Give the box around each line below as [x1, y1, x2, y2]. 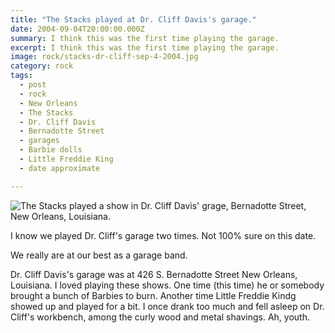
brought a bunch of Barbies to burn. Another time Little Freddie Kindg [10, 289, 297, 301]
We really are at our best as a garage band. [10, 249, 188, 261]
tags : [10, 71, 33, 81]
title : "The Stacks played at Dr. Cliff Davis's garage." [10, 14, 257, 25]
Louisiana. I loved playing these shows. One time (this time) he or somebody [10, 279, 325, 291]
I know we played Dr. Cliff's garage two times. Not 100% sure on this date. [10, 229, 317, 241]
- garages [19, 136, 60, 146]
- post [19, 80, 47, 90]
